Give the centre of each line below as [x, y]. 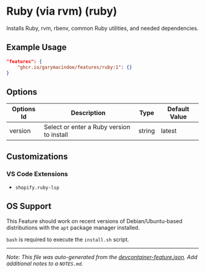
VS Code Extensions [37, 174]
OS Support [29, 206]
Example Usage [37, 47]
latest [169, 131]
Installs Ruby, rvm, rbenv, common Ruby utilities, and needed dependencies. [103, 28]
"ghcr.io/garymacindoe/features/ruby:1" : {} [75, 67]
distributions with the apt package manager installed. [73, 227]
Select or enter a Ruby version [87, 127]
